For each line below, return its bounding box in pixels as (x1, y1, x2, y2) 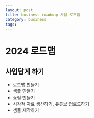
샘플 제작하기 (12, 107, 39, 113)
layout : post (5, 7, 33, 13)
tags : (5, 21, 17, 27)
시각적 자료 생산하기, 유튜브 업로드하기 (12, 101, 89, 107)
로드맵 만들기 (12, 82, 39, 88)
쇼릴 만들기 (12, 95, 35, 101)
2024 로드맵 (5, 45, 56, 57)
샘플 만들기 (12, 88, 35, 95)
